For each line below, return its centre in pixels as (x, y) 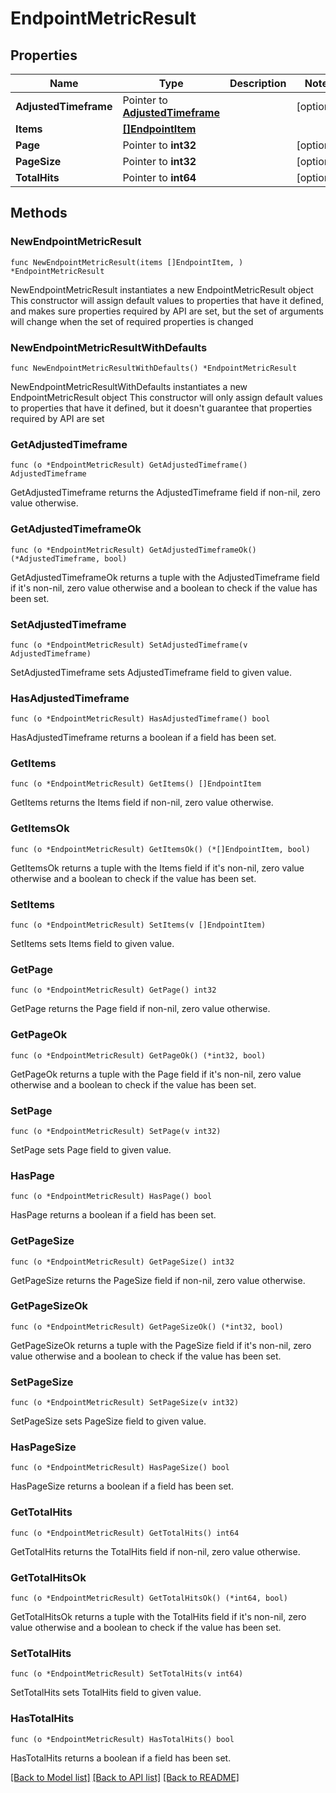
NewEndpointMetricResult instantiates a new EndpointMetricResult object (162, 289)
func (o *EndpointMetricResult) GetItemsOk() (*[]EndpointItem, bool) (160, 849)
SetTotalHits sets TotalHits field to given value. (106, 1693)
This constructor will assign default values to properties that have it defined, (167, 300)
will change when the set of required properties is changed (132, 321)
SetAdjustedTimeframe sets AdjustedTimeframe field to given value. (151, 672)
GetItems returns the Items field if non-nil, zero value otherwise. (142, 803)
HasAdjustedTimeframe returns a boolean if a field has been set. (143, 738)
